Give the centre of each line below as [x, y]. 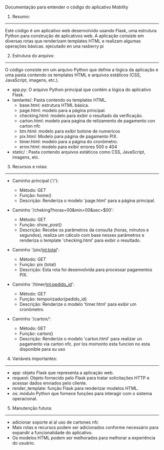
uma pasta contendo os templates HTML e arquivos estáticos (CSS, [73, 75]
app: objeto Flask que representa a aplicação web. [63, 373]
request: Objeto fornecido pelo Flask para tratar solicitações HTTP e [81, 378]
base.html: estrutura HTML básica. [54, 105]
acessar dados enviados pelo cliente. [50, 383]
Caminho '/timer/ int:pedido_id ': [43, 284]
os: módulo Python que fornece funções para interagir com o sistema [82, 394]
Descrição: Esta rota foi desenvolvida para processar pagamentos [86, 270]
